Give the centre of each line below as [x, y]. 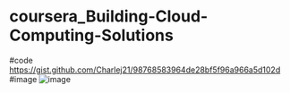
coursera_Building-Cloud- [109, 17]
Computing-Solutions [92, 35]
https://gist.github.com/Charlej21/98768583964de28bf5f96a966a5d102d [145, 70]
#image [23, 79]
